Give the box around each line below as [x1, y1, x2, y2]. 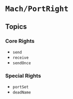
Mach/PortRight [5, 4, 69, 14]
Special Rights [5, 72, 41, 79]
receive [12, 55, 29, 60]
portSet [12, 85, 29, 90]
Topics [5, 22, 27, 31]
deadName [12, 90, 31, 95]
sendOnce [12, 60, 31, 66]
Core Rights [5, 37, 35, 44]
